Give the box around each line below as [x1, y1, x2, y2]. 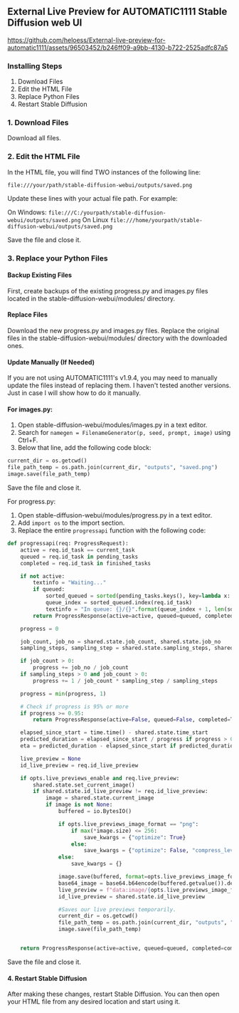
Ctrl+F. [17, 436, 38, 444]
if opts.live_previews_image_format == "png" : [58, 820, 199, 828]
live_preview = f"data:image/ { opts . [58, 886, 167, 893]
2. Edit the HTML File [7, 152, 80, 162]
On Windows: [7, 208, 47, 216]
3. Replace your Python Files [7, 253, 108, 263]
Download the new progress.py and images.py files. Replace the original [7, 327, 219, 335]
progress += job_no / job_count [33, 664, 129, 671]
